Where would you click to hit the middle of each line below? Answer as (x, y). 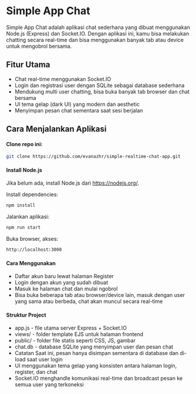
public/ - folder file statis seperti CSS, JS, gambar (75, 341)
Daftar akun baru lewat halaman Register (64, 276)
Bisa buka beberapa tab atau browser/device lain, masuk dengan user (100, 295)
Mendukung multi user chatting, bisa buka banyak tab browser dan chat (102, 91)
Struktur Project (26, 315)
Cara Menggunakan (31, 263)
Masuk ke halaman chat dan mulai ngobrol (66, 289)
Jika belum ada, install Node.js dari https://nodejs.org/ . (73, 183)
